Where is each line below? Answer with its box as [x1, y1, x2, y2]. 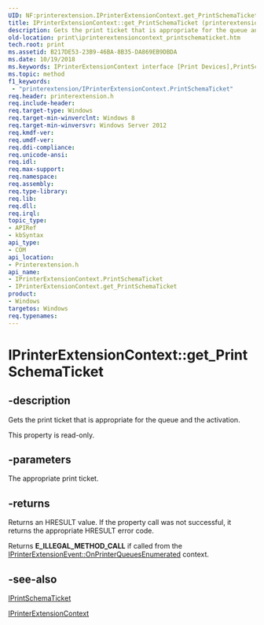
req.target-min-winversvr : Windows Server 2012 [8, 121, 167, 129]
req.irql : [8, 210, 41, 218]
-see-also [8, 572, 57, 586]
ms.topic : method [8, 70, 65, 78]
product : [8, 290, 37, 298]
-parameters [8, 452, 71, 466]
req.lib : [8, 195, 37, 203]
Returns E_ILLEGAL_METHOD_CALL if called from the [8, 541, 183, 551]
